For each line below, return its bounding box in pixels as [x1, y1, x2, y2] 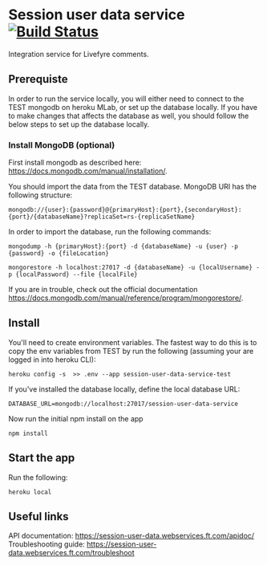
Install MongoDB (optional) [8, 139, 115, 150]
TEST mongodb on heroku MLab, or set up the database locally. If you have [8, 102, 258, 112]
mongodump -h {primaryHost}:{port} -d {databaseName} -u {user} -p [8, 242, 239, 250]
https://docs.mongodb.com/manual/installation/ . [8, 166, 168, 176]
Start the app [8, 451, 75, 465]
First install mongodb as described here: [8, 158, 142, 168]
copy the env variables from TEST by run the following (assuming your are [8, 346, 254, 356]
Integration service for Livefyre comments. [8, 49, 150, 59]
